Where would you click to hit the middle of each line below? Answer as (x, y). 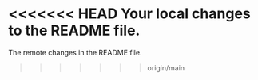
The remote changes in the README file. (75, 52)
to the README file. (74, 30)
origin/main (166, 67)
